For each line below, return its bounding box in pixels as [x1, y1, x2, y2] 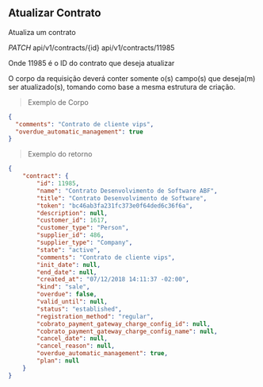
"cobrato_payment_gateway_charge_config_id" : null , [36, 319, 212, 328]
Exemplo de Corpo [27, 97, 90, 106]
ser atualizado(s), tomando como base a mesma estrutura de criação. [8, 82, 236, 91]
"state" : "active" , [36, 246, 101, 253]
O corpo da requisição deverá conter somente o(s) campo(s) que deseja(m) [8, 73, 256, 83]
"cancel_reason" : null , [36, 342, 115, 350]
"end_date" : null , [36, 268, 97, 277]
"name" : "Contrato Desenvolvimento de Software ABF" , [36, 187, 218, 195]
